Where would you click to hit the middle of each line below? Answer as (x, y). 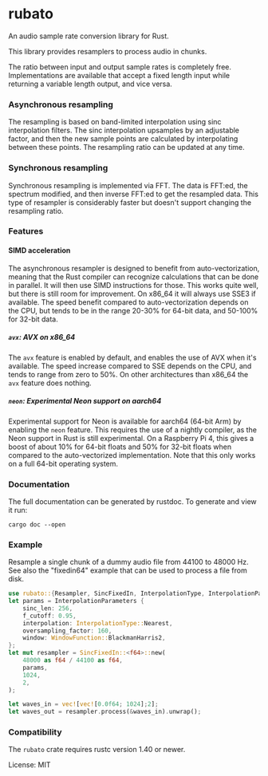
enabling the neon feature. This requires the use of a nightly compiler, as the (133, 429)
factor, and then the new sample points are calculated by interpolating (123, 139)
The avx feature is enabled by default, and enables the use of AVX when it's (132, 357)
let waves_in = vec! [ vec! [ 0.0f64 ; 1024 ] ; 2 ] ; (83, 704)
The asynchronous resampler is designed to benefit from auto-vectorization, (134, 268)
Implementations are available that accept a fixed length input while (119, 75)
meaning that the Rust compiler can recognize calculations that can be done (134, 277)
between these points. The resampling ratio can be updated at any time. (126, 148)
